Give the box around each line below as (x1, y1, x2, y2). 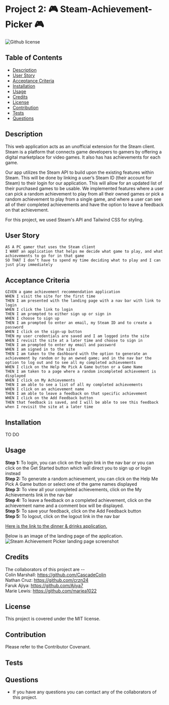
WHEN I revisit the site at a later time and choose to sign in (5, 338, 143, 343)
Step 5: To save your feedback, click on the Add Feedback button (5, 508, 142, 514)
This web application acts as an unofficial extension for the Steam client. (5, 143, 155, 149)
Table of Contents (5, 54, 63, 62)
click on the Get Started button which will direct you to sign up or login (5, 465, 151, 471)
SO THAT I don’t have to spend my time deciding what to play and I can (5, 258, 161, 263)
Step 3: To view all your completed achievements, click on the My (5, 486, 142, 492)
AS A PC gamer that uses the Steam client (5, 245, 96, 250)
